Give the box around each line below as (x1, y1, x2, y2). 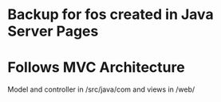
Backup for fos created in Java (7, 6, 214, 24)
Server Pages (7, 22, 99, 40)
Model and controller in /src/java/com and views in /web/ (7, 85, 195, 94)
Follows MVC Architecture (7, 59, 185, 77)
